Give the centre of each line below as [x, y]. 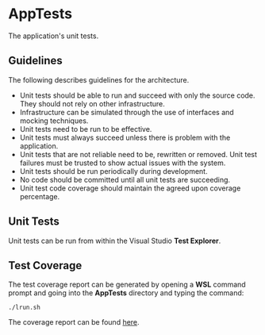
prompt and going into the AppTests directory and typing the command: [126, 293]
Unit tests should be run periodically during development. [113, 171]
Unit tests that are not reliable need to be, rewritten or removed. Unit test [138, 154]
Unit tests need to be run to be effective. [86, 129]
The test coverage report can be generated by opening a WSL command [127, 285]
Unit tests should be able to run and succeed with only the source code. [137, 95]
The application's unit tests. [54, 36]
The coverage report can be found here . [74, 322]
